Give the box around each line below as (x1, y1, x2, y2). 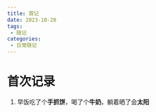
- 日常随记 (10, 42, 38, 49)
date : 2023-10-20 (7, 16, 57, 23)
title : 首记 (7, 10, 39, 17)
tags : (7, 23, 23, 30)
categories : (7, 36, 41, 43)
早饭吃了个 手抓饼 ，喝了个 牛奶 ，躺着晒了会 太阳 (16, 98, 149, 106)
